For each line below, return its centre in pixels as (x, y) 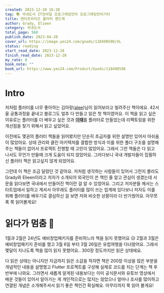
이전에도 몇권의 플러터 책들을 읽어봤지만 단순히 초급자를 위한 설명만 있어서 (76, 136)
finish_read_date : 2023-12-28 (36, 55)
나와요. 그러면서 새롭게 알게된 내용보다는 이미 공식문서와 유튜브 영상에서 (87, 273)
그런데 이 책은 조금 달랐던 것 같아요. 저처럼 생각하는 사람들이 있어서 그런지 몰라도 (82, 171)
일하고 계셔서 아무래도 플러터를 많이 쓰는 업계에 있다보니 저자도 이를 (91, 189)
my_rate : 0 (16, 60)
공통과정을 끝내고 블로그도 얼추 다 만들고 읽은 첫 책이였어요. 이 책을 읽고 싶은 (83, 113)
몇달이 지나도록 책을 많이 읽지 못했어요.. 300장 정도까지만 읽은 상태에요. (74, 250)
